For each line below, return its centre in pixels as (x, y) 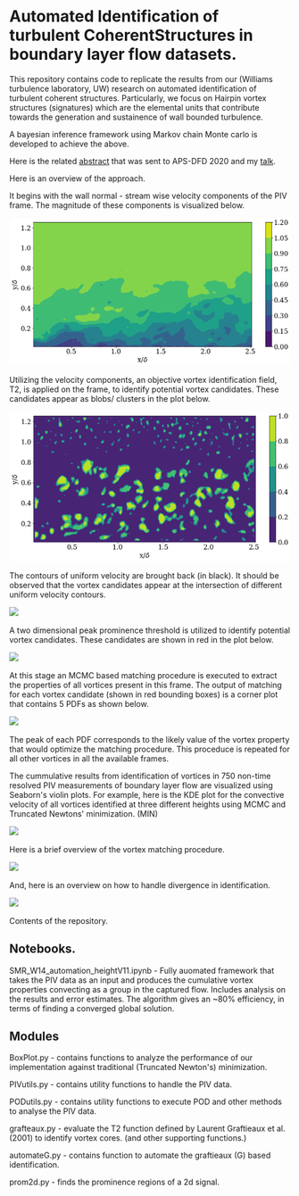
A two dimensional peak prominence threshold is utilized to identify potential (150, 630)
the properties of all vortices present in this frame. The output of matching (146, 685)
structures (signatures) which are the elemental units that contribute (134, 107)
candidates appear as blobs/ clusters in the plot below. (110, 398)
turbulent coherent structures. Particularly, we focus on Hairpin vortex (138, 98)
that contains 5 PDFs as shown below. (79, 703)
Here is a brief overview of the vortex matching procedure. (117, 849)
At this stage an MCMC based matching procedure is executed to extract (143, 675)
